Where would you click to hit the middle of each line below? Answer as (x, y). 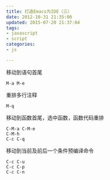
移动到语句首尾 (24, 72)
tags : (13, 28)
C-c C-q (16, 139)
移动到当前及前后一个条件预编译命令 (50, 151)
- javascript (22, 33)
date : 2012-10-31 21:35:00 (39, 17)
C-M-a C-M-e (21, 129)
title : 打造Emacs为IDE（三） (39, 11)
